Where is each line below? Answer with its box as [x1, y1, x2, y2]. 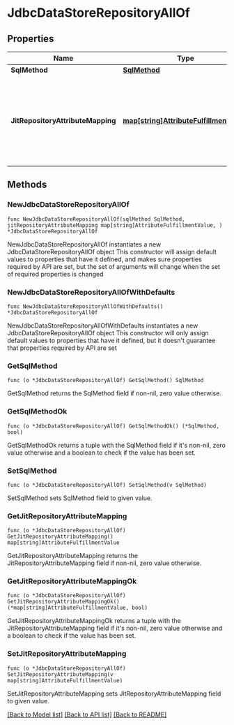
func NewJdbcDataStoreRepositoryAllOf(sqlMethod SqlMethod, [7, 215, 186, 223]
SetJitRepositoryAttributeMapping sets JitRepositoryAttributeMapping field [7, 689, 221, 698]
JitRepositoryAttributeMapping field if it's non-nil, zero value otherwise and [7, 624, 223, 633]
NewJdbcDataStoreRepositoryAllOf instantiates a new [7, 240, 162, 249]
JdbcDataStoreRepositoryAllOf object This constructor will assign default [7, 247, 217, 256]
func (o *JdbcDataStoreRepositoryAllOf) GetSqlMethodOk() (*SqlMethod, [7, 423, 219, 430]
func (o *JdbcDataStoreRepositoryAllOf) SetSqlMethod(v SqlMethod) [7, 481, 208, 488]
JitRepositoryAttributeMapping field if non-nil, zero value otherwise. [7, 559, 202, 567]
